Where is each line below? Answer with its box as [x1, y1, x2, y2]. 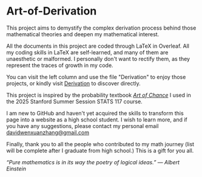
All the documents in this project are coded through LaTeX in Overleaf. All [6, 42, 190, 50]
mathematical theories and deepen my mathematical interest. [6, 30, 160, 37]
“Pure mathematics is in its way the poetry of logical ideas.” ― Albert [6, 158, 180, 166]
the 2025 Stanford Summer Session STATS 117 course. [6, 98, 143, 105]
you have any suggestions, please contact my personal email [6, 122, 159, 129]
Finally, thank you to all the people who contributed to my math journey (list [6, 140, 195, 147]
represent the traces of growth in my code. [6, 62, 113, 69]
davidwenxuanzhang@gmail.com [6, 129, 90, 136]
